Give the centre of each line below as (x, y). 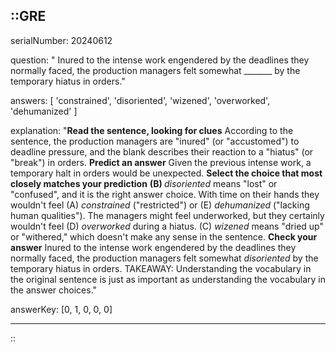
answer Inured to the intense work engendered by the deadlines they (153, 247)
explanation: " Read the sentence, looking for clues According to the (152, 130)
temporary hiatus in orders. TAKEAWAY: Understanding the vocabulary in (161, 268)
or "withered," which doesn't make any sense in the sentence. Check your (164, 236)
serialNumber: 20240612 (61, 40)
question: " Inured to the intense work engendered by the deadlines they (160, 60)
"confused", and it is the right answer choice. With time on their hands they (165, 194)
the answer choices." (54, 290)
